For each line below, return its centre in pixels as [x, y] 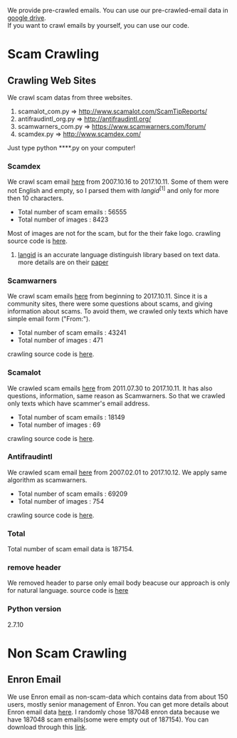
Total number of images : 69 [59, 425]
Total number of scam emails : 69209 [73, 494]
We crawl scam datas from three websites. [70, 98]
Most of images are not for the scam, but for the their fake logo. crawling [114, 233]
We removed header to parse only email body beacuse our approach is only [118, 583]
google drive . [27, 18]
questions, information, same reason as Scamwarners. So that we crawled [116, 395]
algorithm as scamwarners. [47, 479]
